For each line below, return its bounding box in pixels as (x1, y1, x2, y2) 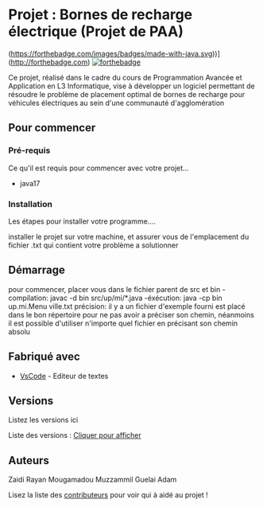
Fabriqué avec (8, 350, 81, 364)
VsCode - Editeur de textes (19, 371, 109, 380)
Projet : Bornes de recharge (8, 6, 193, 24)
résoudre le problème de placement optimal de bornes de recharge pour (8, 89, 246, 99)
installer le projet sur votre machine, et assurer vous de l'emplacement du (8, 232, 249, 241)
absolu (8, 326, 30, 336)
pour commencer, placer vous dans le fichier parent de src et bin (8, 284, 221, 294)
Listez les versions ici (8, 415, 79, 425)
